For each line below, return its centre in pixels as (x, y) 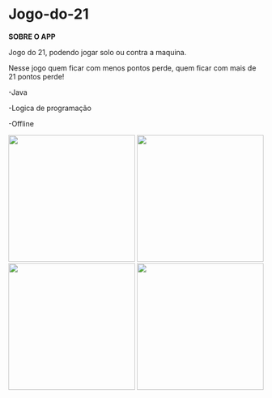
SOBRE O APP (32, 36)
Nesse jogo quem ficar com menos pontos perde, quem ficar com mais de (132, 68)
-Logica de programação (50, 108)
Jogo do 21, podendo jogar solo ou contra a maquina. (98, 52)
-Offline (21, 123)
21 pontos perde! (36, 76)
